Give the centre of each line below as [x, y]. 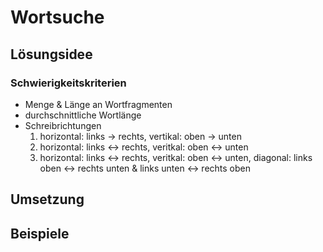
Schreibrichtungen [63, 125]
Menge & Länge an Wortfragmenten [98, 104]
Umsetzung [47, 199]
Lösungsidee [51, 54]
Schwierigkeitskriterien [68, 83]
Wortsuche [57, 17]
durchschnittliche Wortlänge [83, 115]
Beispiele [40, 233]
